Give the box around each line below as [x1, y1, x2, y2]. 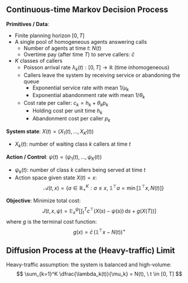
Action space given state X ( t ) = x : [14, 174, 98, 181]
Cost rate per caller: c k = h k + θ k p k [23, 99, 109, 108]
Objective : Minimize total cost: [6, 197, 81, 204]
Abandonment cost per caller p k [32, 115, 111, 123]
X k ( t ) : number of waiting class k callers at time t [14, 140, 131, 149]
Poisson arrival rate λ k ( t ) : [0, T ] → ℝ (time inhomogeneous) [23, 63, 170, 72]
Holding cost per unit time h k [32, 107, 103, 115]
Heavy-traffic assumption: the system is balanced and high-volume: [6, 261, 171, 268]
